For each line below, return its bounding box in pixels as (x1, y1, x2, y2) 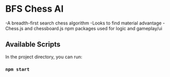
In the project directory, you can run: (5, 54, 82, 60)
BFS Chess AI (5, 3, 64, 15)
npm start (5, 66, 30, 72)
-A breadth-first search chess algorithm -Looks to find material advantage (5, 20, 162, 26)
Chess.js (5, 25, 24, 31)
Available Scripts (5, 40, 60, 49)
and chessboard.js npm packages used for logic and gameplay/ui (25, 25, 162, 31)
